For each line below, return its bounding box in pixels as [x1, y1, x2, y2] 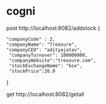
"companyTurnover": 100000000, [8, 52, 88, 58]
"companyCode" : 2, [6, 36, 56, 42]
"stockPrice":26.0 [8, 68, 56, 74]
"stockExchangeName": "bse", [8, 63, 83, 69]
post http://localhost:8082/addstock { [6, 24, 101, 32]
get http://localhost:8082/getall [6, 90, 85, 98]
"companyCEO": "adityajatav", [6, 47, 83, 53]
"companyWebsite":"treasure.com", [8, 57, 96, 63]
